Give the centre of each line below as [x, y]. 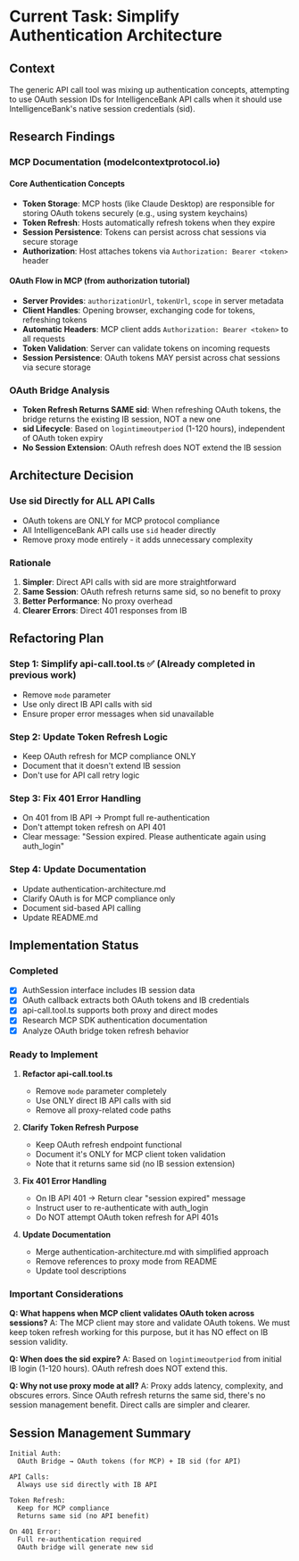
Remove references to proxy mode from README [126, 1261]
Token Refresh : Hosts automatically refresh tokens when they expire [149, 222]
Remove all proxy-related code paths [103, 1110]
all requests [43, 338]
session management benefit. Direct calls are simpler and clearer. [130, 1405]
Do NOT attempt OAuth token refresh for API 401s [127, 1217]
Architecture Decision [71, 476]
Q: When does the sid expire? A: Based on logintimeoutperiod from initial [146, 1359]
